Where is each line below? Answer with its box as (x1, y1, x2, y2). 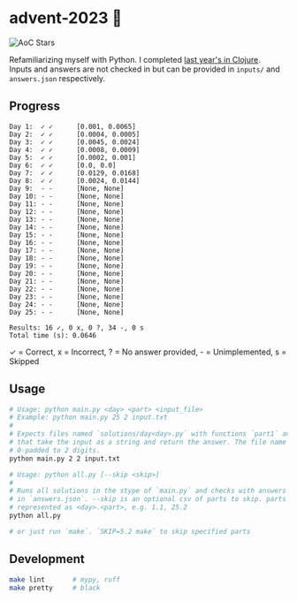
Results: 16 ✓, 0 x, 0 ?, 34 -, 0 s (9, 323, 144, 332)
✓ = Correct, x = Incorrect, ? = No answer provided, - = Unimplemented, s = (9, 346, 287, 357)
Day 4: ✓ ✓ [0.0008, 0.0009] (9, 145, 141, 154)
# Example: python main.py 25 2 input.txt (9, 413, 168, 422)
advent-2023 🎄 (9, 8, 123, 28)
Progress (9, 99, 60, 114)
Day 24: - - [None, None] (9, 300, 125, 308)
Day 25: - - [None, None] (9, 308, 125, 316)
